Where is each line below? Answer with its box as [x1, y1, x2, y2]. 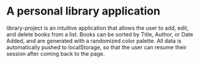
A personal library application [6, 4, 160, 18]
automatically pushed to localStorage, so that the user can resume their [6, 44, 187, 51]
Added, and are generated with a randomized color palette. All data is [6, 37, 182, 44]
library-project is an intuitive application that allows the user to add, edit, [6, 24, 189, 31]
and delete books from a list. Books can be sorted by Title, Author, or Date [6, 30, 193, 38]
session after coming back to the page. [6, 50, 105, 57]
